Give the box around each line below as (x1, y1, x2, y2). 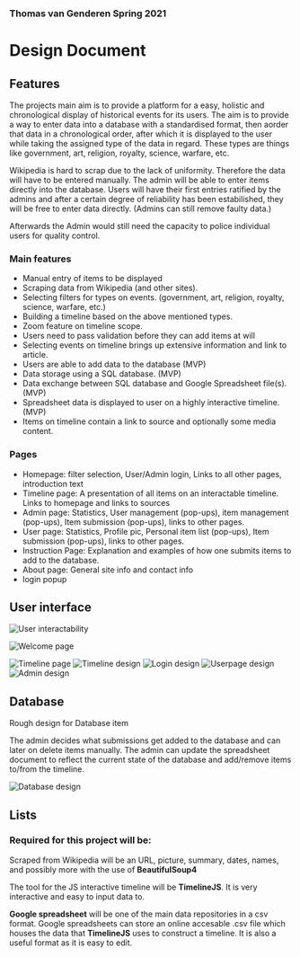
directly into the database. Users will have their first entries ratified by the (9, 183, 281, 195)
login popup (22, 573, 67, 584)
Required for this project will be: (9, 834, 152, 846)
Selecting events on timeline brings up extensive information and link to (22, 340, 287, 350)
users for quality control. (9, 230, 101, 241)
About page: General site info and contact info (22, 564, 194, 575)
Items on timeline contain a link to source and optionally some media (22, 416, 277, 427)
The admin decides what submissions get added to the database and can (9, 735, 281, 746)
